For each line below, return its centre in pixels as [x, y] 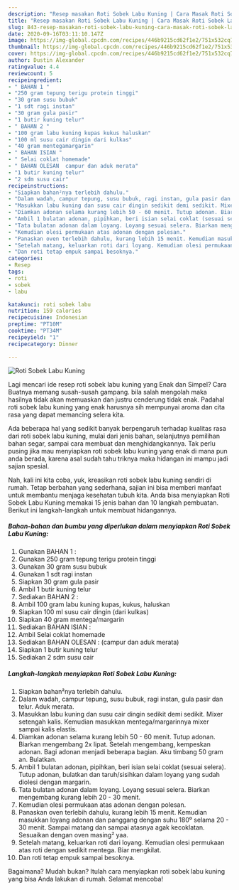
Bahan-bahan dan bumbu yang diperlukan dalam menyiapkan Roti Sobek [119, 526]
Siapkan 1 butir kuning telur [58, 650]
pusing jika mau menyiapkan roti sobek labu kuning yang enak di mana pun [118, 451]
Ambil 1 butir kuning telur [55, 589]
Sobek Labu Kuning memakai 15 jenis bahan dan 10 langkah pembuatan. [113, 503]
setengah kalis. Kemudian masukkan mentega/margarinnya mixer [113, 722]
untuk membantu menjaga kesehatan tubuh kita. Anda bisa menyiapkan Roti [119, 495]
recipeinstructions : [39, 186]
